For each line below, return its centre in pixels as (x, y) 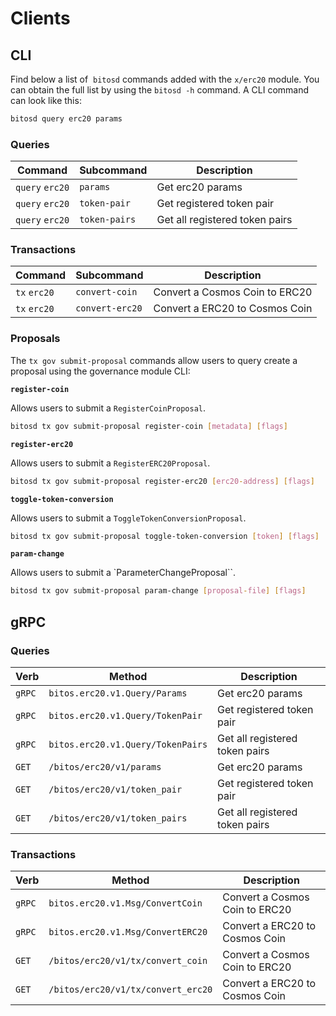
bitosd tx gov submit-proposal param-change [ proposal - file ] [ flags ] (158, 591)
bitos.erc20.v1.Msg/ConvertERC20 (128, 932)
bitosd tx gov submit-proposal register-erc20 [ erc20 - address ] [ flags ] (162, 481)
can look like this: (46, 100)
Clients (40, 18)
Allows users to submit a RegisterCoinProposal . (108, 408)
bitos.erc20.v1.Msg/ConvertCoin (125, 903)
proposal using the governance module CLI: (100, 371)
